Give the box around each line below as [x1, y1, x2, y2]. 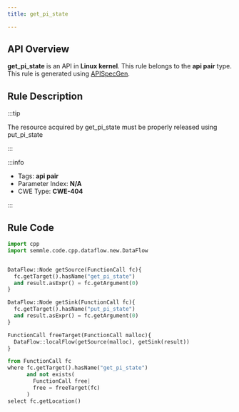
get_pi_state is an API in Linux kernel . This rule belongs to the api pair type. [7, 62, 232, 71]
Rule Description [7, 90, 83, 102]
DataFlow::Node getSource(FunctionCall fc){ [7, 266, 142, 273]
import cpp [7, 240, 40, 248]
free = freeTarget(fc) [33, 384, 101, 391]
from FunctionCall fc [7, 358, 72, 365]
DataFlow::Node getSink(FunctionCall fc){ [7, 299, 136, 307]
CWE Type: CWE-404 [17, 187, 83, 196]
